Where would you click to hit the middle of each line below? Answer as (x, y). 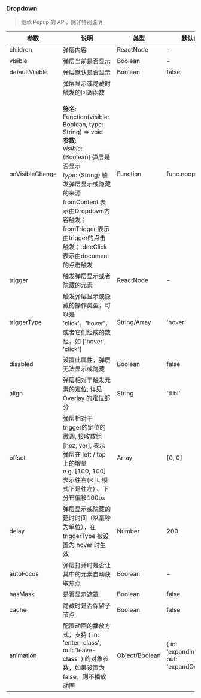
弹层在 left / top (84, 455)
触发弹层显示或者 (87, 276)
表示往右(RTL (81, 480)
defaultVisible (28, 72)
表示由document (86, 256)
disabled (21, 364)
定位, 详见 (88, 389)
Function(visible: (86, 117)
